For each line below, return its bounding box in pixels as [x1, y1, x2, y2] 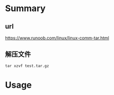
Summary [5, 3, 46, 14]
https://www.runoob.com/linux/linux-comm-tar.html [5, 35, 109, 41]
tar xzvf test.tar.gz [5, 63, 49, 68]
